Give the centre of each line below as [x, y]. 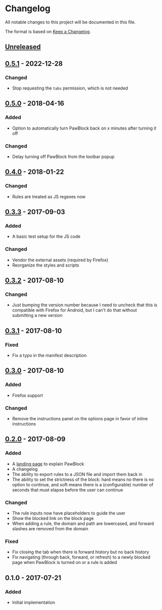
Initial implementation [34, 602]
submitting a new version [37, 316]
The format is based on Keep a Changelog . [48, 31]
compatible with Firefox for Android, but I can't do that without [74, 310]
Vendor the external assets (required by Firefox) [60, 260]
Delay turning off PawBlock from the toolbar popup [63, 157]
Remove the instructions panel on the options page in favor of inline [80, 419]
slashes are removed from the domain [50, 529]
